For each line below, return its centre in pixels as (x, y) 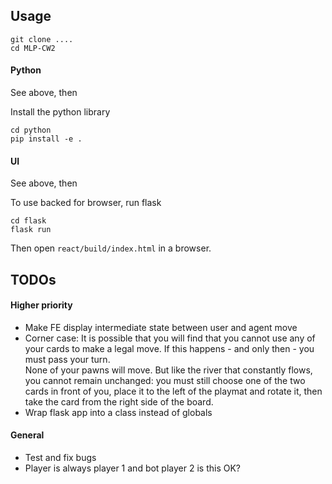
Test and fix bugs (60, 458)
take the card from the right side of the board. (119, 401)
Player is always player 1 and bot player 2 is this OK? (132, 468)
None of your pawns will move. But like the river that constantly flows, (168, 370)
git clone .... (42, 39)
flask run (31, 230)
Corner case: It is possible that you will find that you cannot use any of (170, 338)
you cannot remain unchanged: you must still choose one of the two (165, 380)
